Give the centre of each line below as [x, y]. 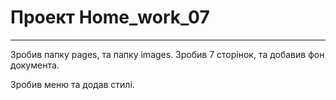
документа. [35, 65]
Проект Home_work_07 [110, 17]
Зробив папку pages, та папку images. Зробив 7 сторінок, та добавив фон [167, 54]
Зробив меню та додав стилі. [72, 84]
